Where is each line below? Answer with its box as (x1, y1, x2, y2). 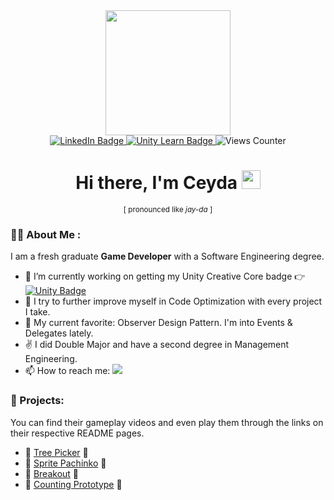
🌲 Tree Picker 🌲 (24, 446, 89, 458)
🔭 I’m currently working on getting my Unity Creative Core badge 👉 (24, 270, 306, 283)
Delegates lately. (24, 327, 94, 339)
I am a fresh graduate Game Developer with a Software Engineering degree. (10, 250, 325, 263)
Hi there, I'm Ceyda (75, 172, 238, 194)
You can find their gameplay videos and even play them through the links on (10, 416, 324, 428)
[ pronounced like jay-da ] (123, 204, 213, 214)
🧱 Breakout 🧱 (24, 467, 80, 479)
